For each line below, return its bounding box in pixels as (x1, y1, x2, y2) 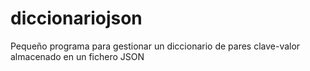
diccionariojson (10, 7, 143, 30)
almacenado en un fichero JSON (10, 50, 145, 62)
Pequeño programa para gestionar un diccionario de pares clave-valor (10, 40, 301, 52)
